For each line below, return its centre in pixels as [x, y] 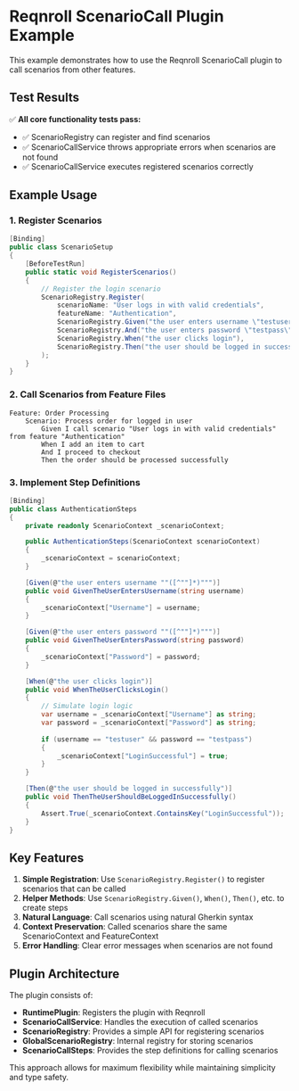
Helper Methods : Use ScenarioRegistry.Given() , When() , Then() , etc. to [153, 898]
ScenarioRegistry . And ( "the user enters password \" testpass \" [174, 331]
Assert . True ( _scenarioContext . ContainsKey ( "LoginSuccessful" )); [163, 814]
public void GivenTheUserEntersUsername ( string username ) [135, 591]
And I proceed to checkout [91, 452]
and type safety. [39, 1078]
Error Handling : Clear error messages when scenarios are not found [147, 946]
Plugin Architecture [65, 974]
